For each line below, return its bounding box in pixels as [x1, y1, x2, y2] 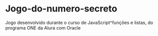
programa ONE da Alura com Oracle [5, 24, 81, 30]
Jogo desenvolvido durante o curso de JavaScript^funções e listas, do [5, 19, 153, 25]
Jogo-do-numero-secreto [5, 3, 117, 14]
